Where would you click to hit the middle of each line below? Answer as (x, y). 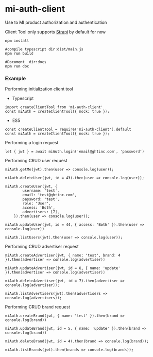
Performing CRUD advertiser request (42, 247)
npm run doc (17, 66)
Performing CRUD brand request (38, 307)
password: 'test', (41, 199)
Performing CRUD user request (36, 161)
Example (16, 78)
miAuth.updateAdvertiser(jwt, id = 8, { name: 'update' (63, 268)
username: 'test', (41, 191)
